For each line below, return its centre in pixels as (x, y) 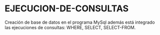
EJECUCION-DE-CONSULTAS (67, 9)
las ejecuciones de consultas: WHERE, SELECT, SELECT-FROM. (70, 27)
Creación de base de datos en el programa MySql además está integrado (80, 22)
